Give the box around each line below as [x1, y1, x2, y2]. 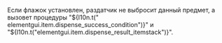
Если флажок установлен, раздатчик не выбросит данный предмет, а [7, 6, 216, 14]
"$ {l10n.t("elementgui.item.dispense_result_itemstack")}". [7, 28, 174, 36]
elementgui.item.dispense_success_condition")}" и [7, 21, 154, 28]
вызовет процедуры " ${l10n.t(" [7, 13, 99, 21]
